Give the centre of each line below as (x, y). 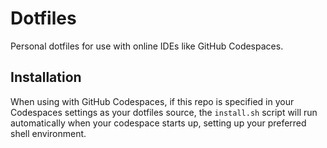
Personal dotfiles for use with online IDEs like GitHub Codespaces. (147, 46)
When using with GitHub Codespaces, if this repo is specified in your (152, 101)
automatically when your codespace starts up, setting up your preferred (158, 123)
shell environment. (48, 133)
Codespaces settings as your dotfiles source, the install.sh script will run (164, 112)
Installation (46, 77)
